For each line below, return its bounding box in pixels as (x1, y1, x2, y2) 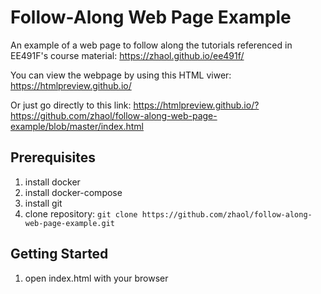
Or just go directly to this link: (10, 99, 132, 111)
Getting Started (10, 246, 109, 263)
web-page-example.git (24, 218, 115, 228)
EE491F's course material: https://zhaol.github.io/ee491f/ (10, 49, 245, 61)
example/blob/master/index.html (10, 120, 144, 132)
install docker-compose (24, 186, 123, 198)
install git (24, 197, 63, 209)
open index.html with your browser (24, 272, 169, 284)
